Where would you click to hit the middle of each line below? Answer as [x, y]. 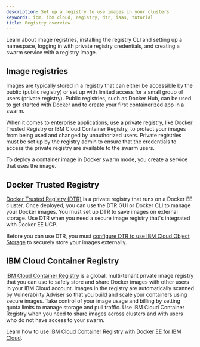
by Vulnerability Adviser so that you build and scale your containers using [97, 294]
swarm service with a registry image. [52, 53]
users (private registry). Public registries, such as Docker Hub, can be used [99, 99]
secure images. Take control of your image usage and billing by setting [93, 301]
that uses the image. [31, 166]
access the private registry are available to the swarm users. [81, 148]
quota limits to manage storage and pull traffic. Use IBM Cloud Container [96, 307]
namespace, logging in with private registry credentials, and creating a [93, 46]
